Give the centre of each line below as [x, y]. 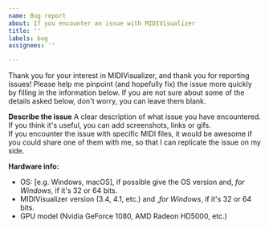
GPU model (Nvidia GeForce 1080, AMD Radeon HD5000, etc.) [123, 216]
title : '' [25, 31]
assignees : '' [32, 46]
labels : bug [28, 38]
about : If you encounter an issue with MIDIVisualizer [102, 23]
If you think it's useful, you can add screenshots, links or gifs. [110, 125]
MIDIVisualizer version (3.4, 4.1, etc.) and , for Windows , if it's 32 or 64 [136, 199]
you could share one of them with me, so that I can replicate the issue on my [134, 142]
